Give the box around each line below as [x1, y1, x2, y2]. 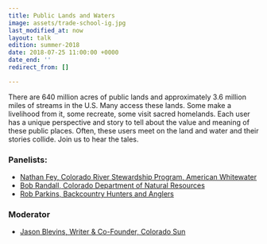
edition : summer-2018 [8, 41, 80, 49]
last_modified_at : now [8, 26, 83, 34]
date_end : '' [8, 56, 52, 64]
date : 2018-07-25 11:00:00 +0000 [8, 48, 119, 56]
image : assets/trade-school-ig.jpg [8, 19, 126, 27]
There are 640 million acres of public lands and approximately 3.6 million [8, 92, 246, 102]
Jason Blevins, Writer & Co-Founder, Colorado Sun [19, 227, 186, 237]
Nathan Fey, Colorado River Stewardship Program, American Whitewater [19, 172, 257, 182]
